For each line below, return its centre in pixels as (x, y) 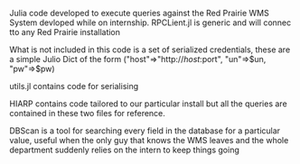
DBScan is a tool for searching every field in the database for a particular (145, 131)
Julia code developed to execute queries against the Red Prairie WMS (139, 13)
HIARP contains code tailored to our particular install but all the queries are (148, 104)
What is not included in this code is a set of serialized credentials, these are (150, 50)
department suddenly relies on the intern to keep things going (124, 150)
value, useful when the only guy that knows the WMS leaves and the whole (149, 140)
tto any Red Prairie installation (65, 32)
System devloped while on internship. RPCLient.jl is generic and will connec (150, 23)
